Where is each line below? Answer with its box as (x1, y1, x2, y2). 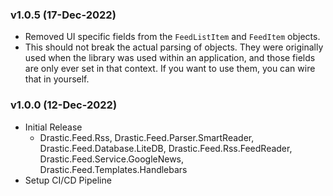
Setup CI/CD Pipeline (24, 174, 112, 186)
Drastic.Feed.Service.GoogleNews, (39, 153, 185, 165)
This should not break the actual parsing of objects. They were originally (24, 41, 324, 53)
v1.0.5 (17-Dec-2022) (10, 8, 117, 22)
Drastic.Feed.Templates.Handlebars (39, 163, 188, 175)
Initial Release (24, 121, 83, 133)
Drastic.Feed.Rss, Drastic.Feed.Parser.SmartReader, (39, 131, 255, 143)
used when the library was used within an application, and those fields (24, 52, 316, 64)
